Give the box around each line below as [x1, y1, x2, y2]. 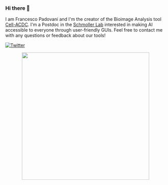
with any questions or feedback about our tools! [5, 33, 106, 39]
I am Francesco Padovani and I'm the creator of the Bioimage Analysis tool [5, 16, 162, 22]
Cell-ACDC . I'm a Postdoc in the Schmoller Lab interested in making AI [5, 21, 153, 28]
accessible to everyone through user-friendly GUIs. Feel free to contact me [5, 27, 163, 33]
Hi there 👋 [5, 5, 31, 12]
